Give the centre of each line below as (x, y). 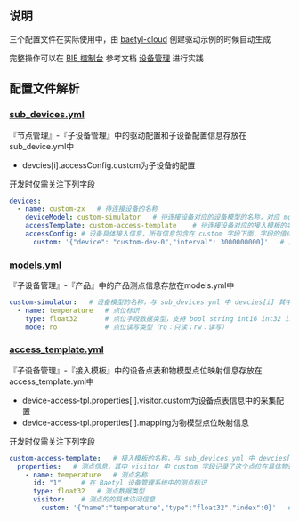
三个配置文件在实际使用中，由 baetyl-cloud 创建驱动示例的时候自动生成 (140, 39)
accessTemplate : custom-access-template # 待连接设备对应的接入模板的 (156, 226)
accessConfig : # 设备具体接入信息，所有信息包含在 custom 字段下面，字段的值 (156, 234)
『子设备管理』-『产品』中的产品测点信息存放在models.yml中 (122, 285)
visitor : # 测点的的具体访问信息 (94, 500)
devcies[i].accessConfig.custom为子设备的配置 (109, 165)
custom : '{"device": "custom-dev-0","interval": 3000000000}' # (158, 242)
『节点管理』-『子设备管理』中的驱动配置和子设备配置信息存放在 (128, 135)
